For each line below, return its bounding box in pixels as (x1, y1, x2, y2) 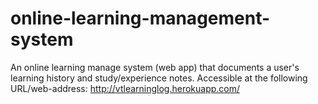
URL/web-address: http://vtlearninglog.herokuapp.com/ (10, 82, 241, 94)
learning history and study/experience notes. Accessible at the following (10, 72, 308, 84)
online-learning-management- (10, 7, 271, 30)
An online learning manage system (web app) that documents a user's (10, 61, 300, 73)
